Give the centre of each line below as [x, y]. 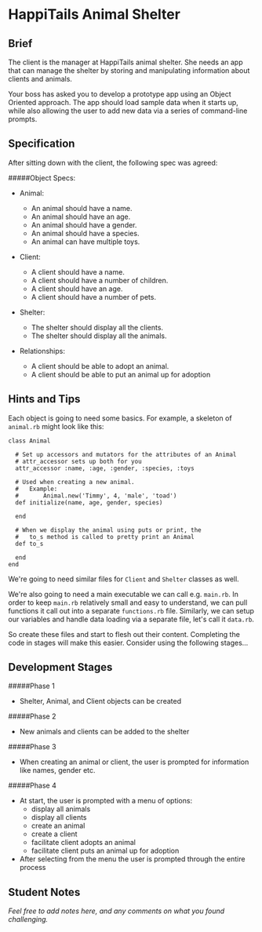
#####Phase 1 [31, 686]
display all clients [59, 817]
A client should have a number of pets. [94, 297]
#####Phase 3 [32, 747]
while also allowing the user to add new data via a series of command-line [128, 111]
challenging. [28, 919]
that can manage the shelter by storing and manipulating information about [129, 71]
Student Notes [44, 892]
